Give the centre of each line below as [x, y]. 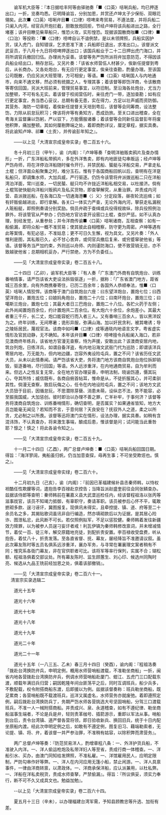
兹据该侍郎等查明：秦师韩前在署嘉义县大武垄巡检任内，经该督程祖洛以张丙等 [83, 495]
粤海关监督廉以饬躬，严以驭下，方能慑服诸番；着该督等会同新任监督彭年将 [81, 119]
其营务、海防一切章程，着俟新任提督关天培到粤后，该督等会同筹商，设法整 [81, 106]
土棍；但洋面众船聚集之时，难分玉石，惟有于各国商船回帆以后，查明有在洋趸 [83, 171]
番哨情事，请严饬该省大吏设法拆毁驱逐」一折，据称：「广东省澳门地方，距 [80, 279]
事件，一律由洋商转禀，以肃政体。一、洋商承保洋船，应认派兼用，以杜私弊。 [83, 768]
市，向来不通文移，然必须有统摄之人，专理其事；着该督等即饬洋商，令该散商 [83, 82]
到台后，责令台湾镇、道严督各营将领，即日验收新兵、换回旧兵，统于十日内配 [83, 720]
